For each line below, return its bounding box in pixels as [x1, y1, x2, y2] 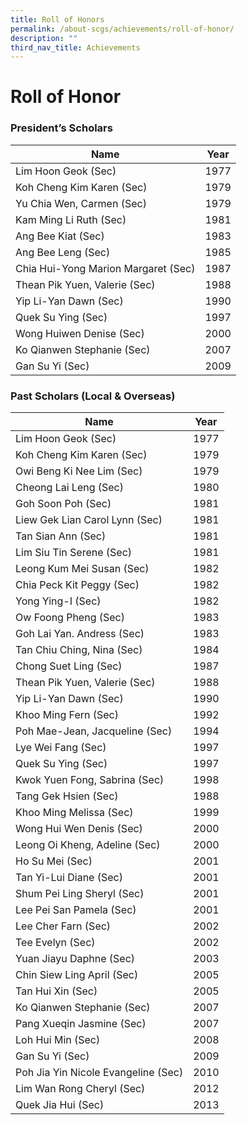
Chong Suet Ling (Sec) [15, 659, 123, 673]
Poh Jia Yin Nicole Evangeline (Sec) [15, 1066, 184, 1080]
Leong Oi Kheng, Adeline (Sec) [15, 838, 161, 852]
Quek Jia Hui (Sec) [15, 1098, 105, 1112]
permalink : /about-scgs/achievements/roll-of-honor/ [10, 24, 235, 34]
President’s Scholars [10, 121, 113, 135]
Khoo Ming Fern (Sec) [15, 708, 119, 722]
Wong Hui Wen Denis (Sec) [15, 822, 143, 836]
